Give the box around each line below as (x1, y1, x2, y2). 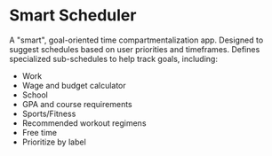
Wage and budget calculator (21, 80, 126, 90)
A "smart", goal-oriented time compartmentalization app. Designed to (9, 35, 264, 45)
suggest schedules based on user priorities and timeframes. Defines (9, 43, 260, 54)
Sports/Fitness (21, 108, 76, 119)
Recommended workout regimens (21, 117, 147, 129)
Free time (21, 127, 58, 137)
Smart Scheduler (9, 5, 137, 26)
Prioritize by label (21, 136, 86, 147)
